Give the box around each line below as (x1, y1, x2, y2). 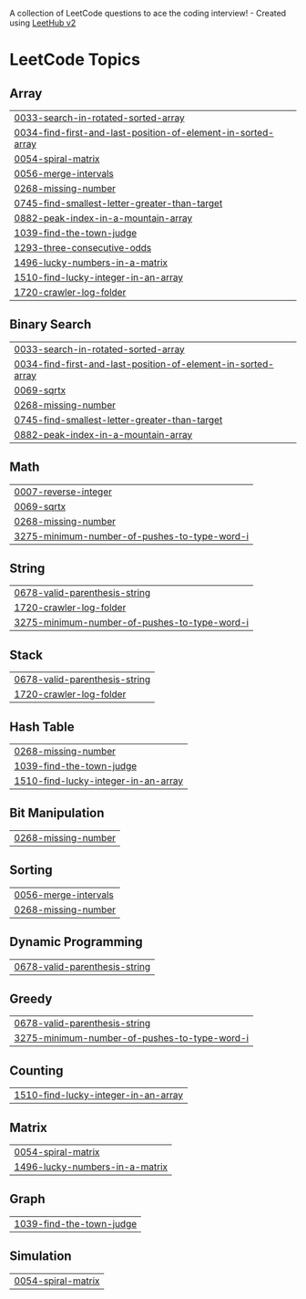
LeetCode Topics (9, 49, 141, 70)
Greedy (9, 991, 53, 1006)
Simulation (9, 1249, 72, 1264)
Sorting (9, 862, 53, 878)
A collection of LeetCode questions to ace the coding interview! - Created (9, 8, 287, 18)
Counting (9, 1063, 64, 1078)
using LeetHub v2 (9, 17, 76, 28)
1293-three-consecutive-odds (14, 242, 152, 254)
